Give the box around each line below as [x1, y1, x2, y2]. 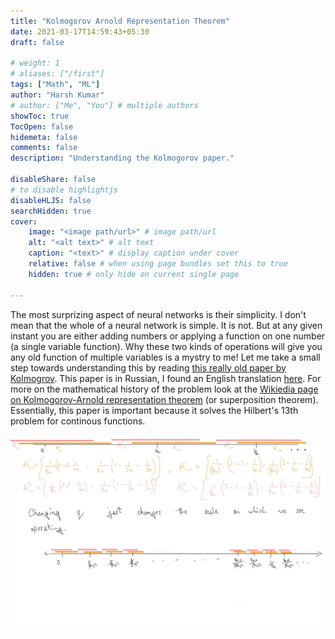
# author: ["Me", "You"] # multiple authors [10, 100, 199, 110]
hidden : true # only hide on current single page [28, 269, 240, 279]
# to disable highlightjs [10, 185, 118, 195]
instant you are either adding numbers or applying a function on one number [10, 330, 326, 342]
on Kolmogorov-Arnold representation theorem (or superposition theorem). [10, 393, 319, 405]
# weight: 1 [10, 58, 60, 69]
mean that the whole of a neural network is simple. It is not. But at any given [10, 319, 323, 331]
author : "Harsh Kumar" [10, 90, 105, 100]
